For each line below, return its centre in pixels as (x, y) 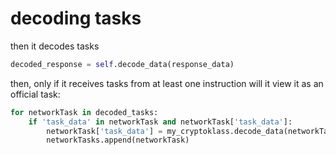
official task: (35, 94)
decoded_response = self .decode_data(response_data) (122, 64)
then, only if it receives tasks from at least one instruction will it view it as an (167, 83)
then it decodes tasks (55, 46)
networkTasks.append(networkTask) (118, 140)
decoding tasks (76, 18)
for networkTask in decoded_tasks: (84, 112)
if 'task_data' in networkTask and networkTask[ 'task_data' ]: (160, 122)
